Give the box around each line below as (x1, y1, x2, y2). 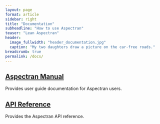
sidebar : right (5, 16, 37, 21)
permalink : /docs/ (5, 53, 43, 59)
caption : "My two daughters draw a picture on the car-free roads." (9, 44, 155, 49)
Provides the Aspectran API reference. (5, 113, 84, 119)
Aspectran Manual (5, 72, 64, 80)
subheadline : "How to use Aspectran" (5, 26, 84, 31)
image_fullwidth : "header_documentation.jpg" (9, 40, 106, 45)
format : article (5, 12, 39, 17)
